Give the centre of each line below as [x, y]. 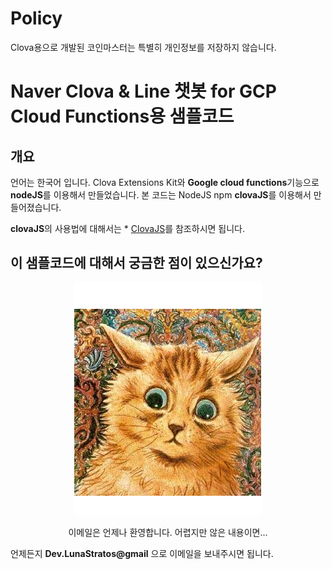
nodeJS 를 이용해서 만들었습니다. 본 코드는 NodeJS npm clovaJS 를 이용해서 [161, 194]
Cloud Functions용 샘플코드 [122, 116]
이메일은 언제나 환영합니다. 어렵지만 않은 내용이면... [168, 532]
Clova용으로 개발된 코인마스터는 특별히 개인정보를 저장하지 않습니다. [143, 47]
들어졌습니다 [35, 207]
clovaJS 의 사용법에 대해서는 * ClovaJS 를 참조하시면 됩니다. [127, 228]
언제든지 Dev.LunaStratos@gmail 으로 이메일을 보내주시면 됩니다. [142, 553]
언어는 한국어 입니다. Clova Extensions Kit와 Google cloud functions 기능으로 [165, 182]
